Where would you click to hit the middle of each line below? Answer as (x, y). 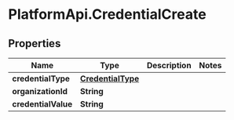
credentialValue (42, 104)
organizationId (40, 91)
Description (169, 65)
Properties (35, 44)
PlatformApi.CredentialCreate (107, 15)
